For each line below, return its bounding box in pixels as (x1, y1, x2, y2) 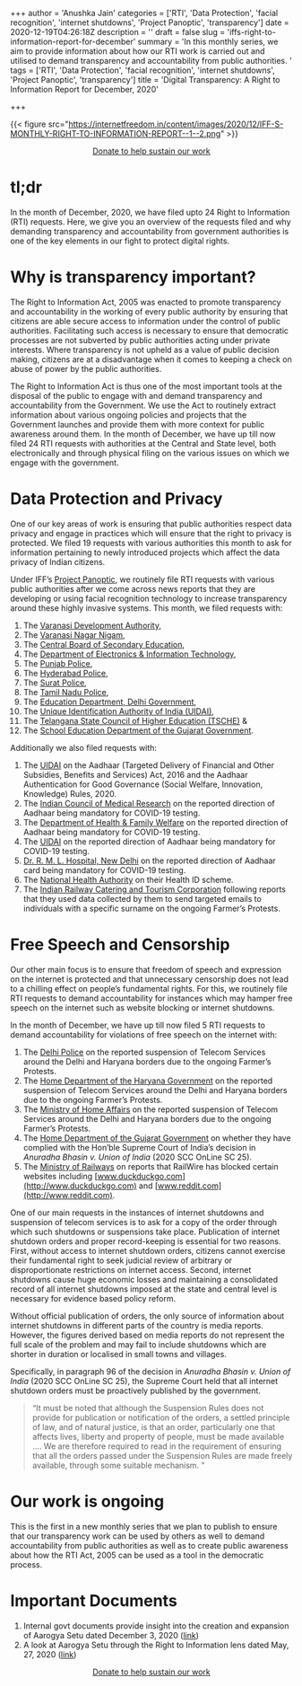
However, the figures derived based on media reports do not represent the (10, 1329, 285, 1340)
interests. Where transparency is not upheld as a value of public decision (10, 344, 280, 355)
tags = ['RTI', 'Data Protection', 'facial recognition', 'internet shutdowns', (10, 65, 276, 75)
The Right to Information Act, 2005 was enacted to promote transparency (10, 296, 281, 307)
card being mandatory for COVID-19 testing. (22, 864, 186, 875)
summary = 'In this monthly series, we (137, 36, 279, 47)
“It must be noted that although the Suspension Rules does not (31, 1402, 264, 1413)
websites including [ (22, 1170, 98, 1181)
